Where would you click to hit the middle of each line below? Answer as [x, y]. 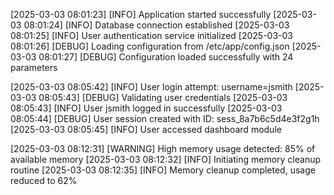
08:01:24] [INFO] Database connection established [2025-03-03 [156, 25]
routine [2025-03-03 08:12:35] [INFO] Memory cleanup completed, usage [163, 170]
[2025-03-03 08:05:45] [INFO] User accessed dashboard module [146, 129]
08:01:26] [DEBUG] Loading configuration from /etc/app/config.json [150, 46]
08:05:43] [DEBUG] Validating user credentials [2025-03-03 [163, 97]
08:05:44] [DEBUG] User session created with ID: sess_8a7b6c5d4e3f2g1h [165, 118]
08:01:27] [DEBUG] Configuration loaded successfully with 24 [166, 57]
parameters [34, 67]
